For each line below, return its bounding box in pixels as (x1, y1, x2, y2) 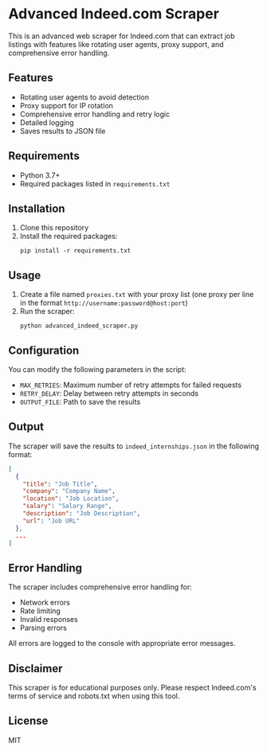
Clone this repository (19, 223, 89, 233)
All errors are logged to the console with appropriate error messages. (8, 639, 236, 648)
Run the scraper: (19, 307, 75, 316)
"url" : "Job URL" (22, 517, 80, 525)
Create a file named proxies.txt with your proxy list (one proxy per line (19, 290, 254, 299)
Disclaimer (8, 662, 63, 675)
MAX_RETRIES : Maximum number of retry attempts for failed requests (19, 380, 241, 389)
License (8, 714, 49, 728)
